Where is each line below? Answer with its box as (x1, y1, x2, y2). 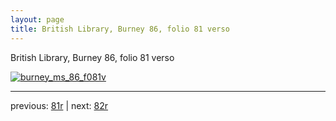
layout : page (10, 14, 65, 25)
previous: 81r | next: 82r (10, 99, 109, 111)
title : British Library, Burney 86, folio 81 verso (10, 24, 230, 34)
